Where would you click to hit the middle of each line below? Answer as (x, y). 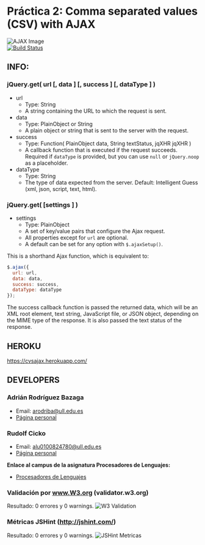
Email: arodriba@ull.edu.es (49, 411)
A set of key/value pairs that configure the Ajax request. (95, 231)
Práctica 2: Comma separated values (102, 11)
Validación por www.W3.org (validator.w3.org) (78, 492)
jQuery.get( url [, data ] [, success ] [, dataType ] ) (81, 85)
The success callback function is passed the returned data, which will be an (103, 307)
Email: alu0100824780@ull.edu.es (59, 446)
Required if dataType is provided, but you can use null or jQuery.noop (112, 156)
